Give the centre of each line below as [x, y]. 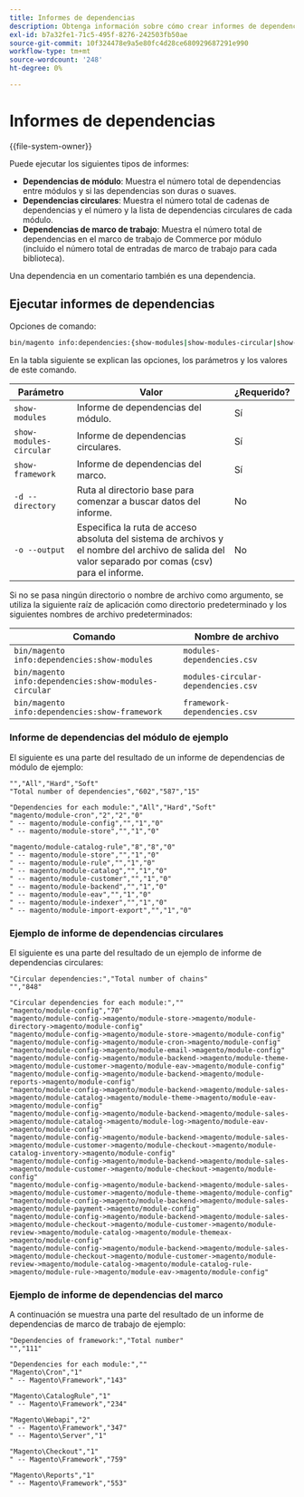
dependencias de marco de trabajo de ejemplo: [98, 1324]
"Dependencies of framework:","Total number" [96, 1341]
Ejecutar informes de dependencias [112, 304]
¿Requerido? [262, 392]
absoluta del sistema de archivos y [150, 538]
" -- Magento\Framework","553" [68, 1483]
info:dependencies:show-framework [88, 711]
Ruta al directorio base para [135, 490]
